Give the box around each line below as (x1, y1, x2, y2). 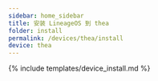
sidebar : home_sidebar (8, 11, 84, 20)
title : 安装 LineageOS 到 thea (8, 19, 110, 27)
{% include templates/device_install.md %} (8, 63, 151, 73)
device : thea (8, 42, 52, 50)
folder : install (8, 26, 63, 34)
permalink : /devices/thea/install (8, 34, 124, 43)
